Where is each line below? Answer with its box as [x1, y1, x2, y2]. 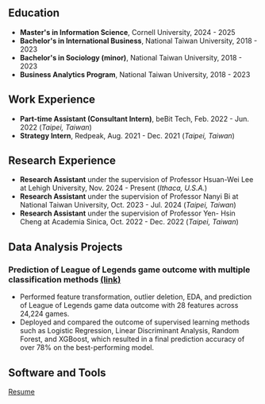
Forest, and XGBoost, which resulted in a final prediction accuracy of [19, 334, 245, 344]
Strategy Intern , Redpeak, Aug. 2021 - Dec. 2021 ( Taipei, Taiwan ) [19, 130, 236, 140]
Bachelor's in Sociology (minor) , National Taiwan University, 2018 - [19, 52, 242, 62]
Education [8, 6, 60, 20]
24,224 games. [19, 309, 70, 319]
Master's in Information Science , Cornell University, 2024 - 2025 [19, 27, 236, 37]
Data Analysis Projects [8, 240, 123, 254]
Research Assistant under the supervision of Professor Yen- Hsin [19, 208, 236, 218]
